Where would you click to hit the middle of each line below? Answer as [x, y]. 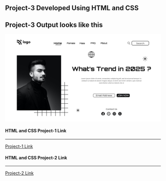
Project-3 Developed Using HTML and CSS [72, 8]
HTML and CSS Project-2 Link [36, 157]
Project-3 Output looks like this [54, 25]
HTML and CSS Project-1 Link [36, 131]
